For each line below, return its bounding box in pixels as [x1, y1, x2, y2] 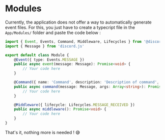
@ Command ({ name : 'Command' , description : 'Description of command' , [14, 80, 160, 85]
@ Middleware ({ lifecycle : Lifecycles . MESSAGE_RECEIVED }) [14, 102, 135, 107]
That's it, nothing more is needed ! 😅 [5, 129, 80, 135]
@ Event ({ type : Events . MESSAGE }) [14, 57, 84, 62]
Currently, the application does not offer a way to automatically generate [5, 19, 152, 25]
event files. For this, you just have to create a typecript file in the [5, 24, 135, 30]
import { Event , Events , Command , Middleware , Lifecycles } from [5, 39, 141, 44]
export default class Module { [5, 53, 69, 57]
